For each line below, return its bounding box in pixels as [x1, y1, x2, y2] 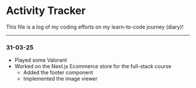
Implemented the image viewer [23, 75, 98, 82]
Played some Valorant [14, 57, 67, 64]
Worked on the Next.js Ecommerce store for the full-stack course [14, 63, 172, 70]
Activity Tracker [6, 4, 86, 17]
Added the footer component [23, 69, 93, 76]
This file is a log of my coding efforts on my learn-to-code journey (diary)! [6, 23, 184, 30]
